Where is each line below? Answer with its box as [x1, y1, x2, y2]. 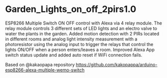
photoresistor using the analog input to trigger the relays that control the [5, 41, 154, 47]
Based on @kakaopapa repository [5, 61, 75, 67]
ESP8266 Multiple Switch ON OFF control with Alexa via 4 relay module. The [5, 20, 162, 26]
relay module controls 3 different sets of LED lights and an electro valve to [5, 25, 158, 31]
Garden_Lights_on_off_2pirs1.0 [5, 3, 137, 15]
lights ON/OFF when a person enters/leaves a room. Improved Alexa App [5, 46, 155, 52]
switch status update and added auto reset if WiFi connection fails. [5, 51, 143, 58]
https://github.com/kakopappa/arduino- [75, 61, 158, 67]
